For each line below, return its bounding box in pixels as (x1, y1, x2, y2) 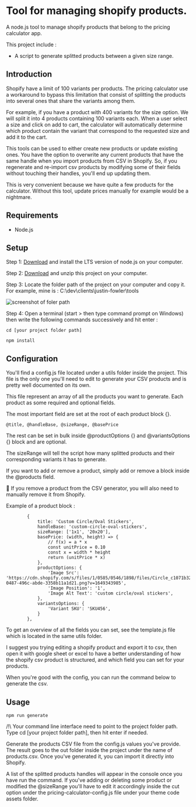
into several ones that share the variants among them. (6, 97, 135, 104)
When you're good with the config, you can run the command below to (6, 674, 176, 681)
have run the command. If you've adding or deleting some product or (6, 777, 172, 784)
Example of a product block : (6, 502, 75, 510)
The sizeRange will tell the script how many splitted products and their (6, 449, 175, 457)
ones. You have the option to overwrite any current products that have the (6, 151, 184, 158)
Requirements (6, 211, 58, 221)
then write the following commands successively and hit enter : (6, 316, 158, 323)
